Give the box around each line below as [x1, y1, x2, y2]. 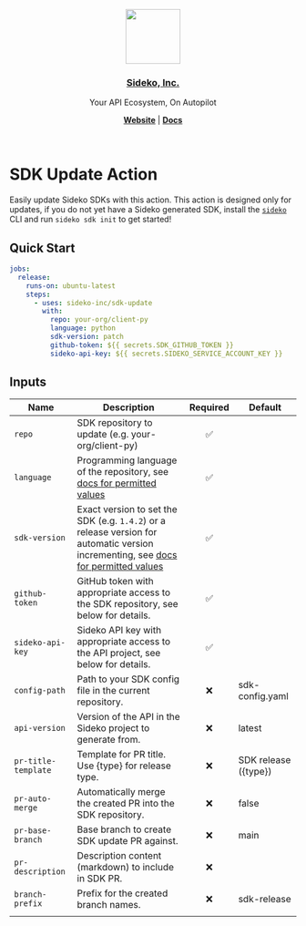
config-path [14, 685, 66, 696]
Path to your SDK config [76, 673, 180, 685]
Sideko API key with [76, 624, 162, 637]
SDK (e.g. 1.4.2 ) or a [76, 515, 167, 528]
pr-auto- [14, 794, 52, 804]
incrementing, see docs [76, 549, 178, 561]
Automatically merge [76, 786, 166, 798]
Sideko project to [76, 722, 150, 735]
